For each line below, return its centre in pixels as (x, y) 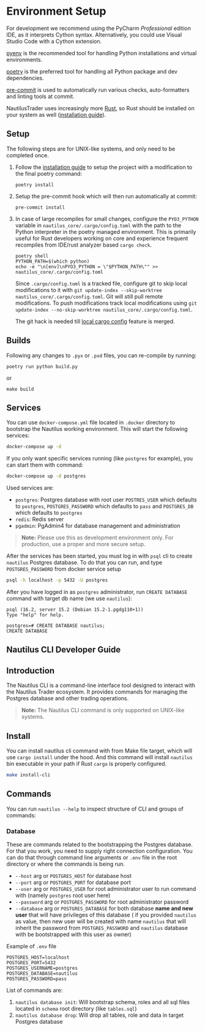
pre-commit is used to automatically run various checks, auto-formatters (98, 89)
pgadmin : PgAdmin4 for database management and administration (98, 526)
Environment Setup (56, 11)
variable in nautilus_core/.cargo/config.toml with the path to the (98, 225)
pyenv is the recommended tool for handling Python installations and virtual (102, 53)
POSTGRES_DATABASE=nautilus (42, 973)
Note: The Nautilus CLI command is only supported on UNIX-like (103, 710)
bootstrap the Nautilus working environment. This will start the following (97, 429)
